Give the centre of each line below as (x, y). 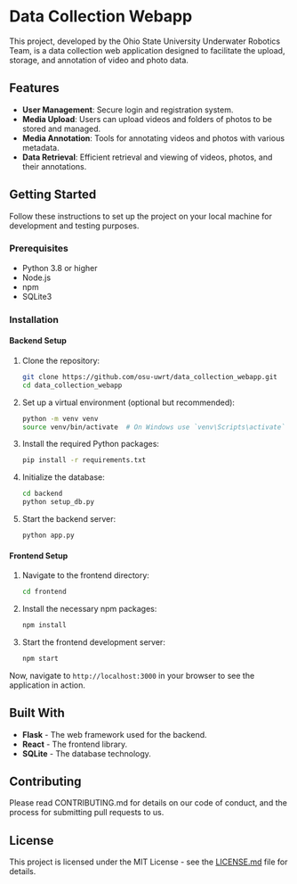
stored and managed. (61, 128)
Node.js (36, 277)
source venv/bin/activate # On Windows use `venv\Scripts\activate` (154, 427)
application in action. (48, 685)
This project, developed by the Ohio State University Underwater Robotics (145, 41)
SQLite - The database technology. (86, 753)
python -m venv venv (60, 418)
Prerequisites (39, 249)
